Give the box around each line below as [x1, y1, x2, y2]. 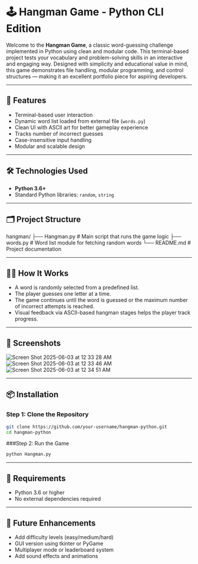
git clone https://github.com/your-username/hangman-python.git [6, 424, 167, 430]
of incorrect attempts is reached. [14, 303, 95, 310]
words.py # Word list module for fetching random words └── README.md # [6, 239, 192, 247]
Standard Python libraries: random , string [14, 191, 114, 198]
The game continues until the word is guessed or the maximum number [14, 297, 189, 304]
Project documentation [6, 245, 62, 252]
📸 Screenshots [6, 338, 61, 348]
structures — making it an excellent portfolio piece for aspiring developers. [6, 73, 187, 80]
